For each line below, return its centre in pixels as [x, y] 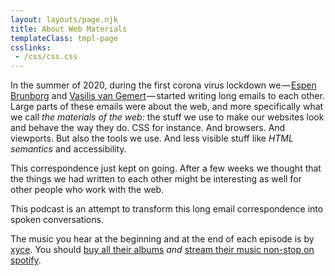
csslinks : [31, 47]
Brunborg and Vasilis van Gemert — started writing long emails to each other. [167, 96]
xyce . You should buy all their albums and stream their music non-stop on [162, 250]
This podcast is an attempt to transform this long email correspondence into [167, 209]
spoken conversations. [57, 220]
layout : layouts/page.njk [64, 19]
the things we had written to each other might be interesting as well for [156, 179]
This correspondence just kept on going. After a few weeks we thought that [166, 168]
